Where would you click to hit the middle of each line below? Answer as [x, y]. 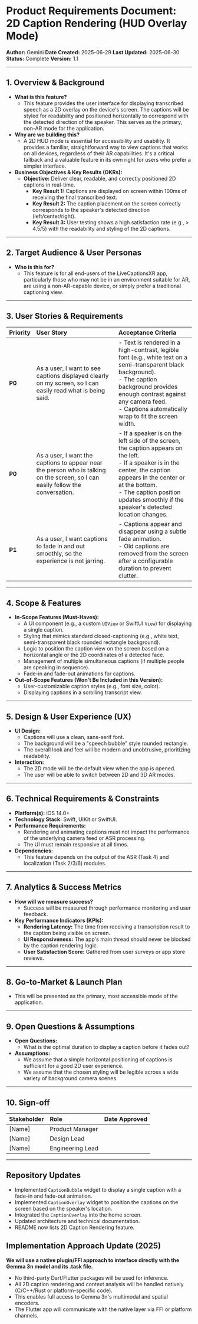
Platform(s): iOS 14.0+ [42, 813]
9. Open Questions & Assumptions [70, 1026]
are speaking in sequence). [57, 668]
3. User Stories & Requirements [65, 316]
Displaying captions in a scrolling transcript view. [83, 692]
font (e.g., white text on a [153, 357]
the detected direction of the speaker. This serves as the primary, [103, 122]
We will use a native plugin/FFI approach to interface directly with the [93, 1260]
